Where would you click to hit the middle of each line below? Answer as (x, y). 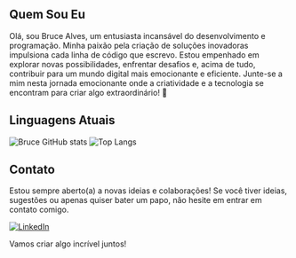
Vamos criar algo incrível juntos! (68, 244)
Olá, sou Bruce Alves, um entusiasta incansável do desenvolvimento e (137, 35)
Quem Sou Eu (48, 15)
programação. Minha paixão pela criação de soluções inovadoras (129, 45)
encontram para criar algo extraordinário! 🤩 (88, 92)
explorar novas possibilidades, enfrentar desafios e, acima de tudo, (132, 64)
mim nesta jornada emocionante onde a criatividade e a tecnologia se (136, 82)
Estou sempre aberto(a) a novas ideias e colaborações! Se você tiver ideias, (148, 191)
